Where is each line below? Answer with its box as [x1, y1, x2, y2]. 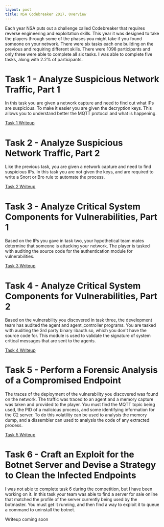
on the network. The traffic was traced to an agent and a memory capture [5, 396, 154, 402]
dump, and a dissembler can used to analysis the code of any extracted [5, 417, 150, 423]
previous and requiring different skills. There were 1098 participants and [5, 46, 151, 52]
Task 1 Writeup [5, 120, 35, 126]
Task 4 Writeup [5, 347, 36, 353]
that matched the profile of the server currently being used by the [5, 497, 138, 503]
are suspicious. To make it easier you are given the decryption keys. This [5, 105, 152, 111]
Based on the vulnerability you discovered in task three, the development [5, 317, 153, 323]
